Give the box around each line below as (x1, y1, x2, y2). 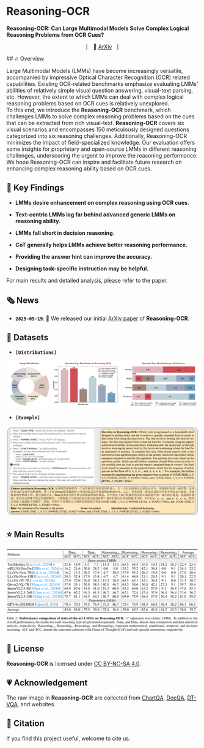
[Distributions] (15, 349, 57, 356)
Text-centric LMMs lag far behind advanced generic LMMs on (15, 210, 176, 218)
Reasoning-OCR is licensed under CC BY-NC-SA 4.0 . (6, 660, 142, 667)
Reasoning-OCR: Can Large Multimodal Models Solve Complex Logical (6, 25, 189, 32)
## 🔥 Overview (6, 55, 45, 62)
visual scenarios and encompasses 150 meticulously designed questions (6, 126, 189, 133)
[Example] (15, 415, 41, 421)
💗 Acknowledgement (6, 677, 88, 688)
